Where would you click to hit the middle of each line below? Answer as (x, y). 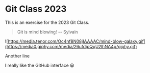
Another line (17, 56)
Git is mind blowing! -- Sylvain (48, 32)
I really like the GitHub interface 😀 (40, 65)
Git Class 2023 (36, 9)
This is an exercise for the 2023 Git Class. (47, 22)
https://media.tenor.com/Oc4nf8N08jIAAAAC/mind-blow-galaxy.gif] (77, 41)
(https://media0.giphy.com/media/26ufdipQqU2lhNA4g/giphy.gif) (71, 46)
